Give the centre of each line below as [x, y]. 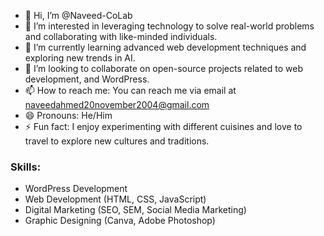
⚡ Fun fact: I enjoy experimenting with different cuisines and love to [163, 126]
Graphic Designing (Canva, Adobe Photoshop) [120, 221]
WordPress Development [76, 189]
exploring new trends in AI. [80, 58]
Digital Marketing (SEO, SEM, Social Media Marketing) [135, 210]
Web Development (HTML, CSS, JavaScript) [115, 199]
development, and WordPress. [87, 79]
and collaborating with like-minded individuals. [121, 36]
